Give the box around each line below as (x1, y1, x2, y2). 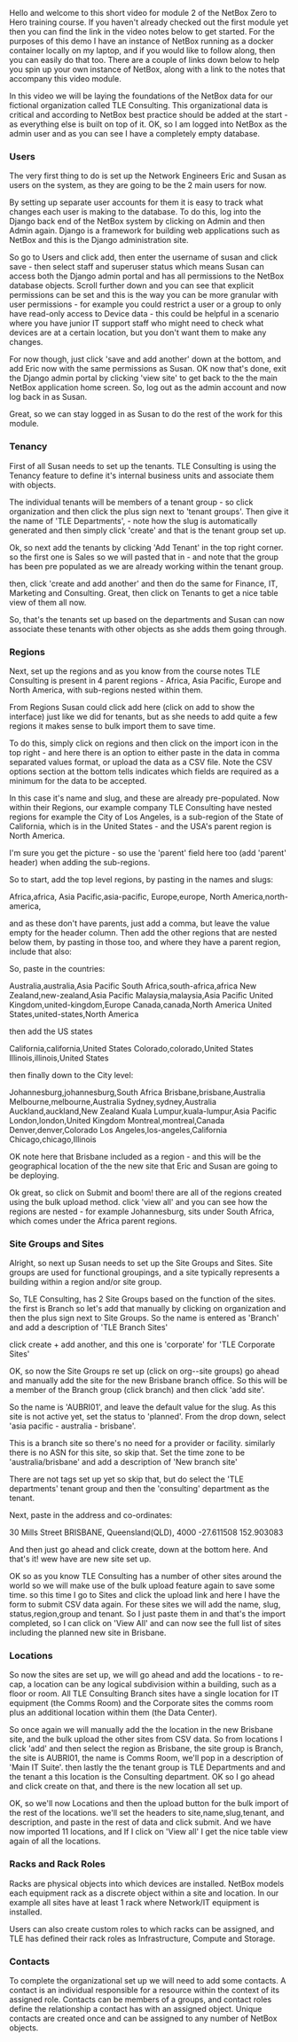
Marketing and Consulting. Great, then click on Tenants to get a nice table (9, 587, 278, 598)
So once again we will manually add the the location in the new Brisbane (9, 1725, 273, 1735)
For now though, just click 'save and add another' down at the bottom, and (9, 354, 281, 364)
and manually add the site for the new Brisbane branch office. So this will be (9, 1375, 288, 1386)
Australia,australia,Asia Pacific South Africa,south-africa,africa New (9, 980, 257, 991)
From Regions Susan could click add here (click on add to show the (9, 701, 255, 712)
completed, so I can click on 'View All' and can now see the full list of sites (9, 1618, 282, 1629)
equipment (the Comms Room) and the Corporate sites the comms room (9, 1698, 273, 1709)
